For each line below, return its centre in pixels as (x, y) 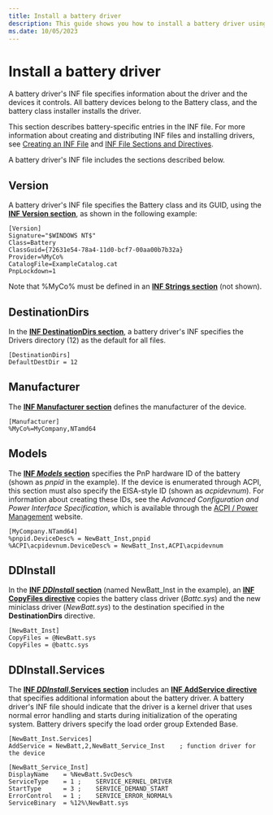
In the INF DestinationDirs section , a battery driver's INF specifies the (126, 331)
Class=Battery (32, 243)
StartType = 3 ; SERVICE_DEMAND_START (89, 789)
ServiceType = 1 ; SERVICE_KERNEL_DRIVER (91, 782)
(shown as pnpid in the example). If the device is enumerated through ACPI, (135, 482)
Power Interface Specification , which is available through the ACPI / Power (133, 508)
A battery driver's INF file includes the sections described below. (117, 160)
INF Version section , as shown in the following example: (103, 214)
